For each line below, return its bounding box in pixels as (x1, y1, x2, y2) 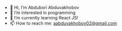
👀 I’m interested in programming (9, 10, 76, 15)
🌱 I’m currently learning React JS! (9, 15, 78, 20)
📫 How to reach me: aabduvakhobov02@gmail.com (9, 20, 118, 26)
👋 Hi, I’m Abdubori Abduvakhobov (9, 5, 79, 10)
